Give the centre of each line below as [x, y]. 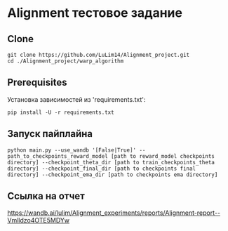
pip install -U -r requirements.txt [61, 112]
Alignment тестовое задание [95, 13]
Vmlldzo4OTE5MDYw [39, 220]
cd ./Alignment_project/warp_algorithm [66, 61]
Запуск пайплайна [50, 134]
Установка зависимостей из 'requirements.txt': [76, 99]
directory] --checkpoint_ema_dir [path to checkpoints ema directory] [113, 174]
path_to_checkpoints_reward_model [58, 156]
